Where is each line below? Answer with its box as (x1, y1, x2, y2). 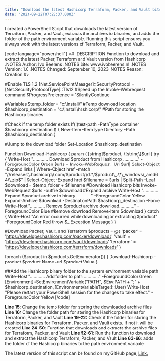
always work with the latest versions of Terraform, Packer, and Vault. (5, 41, 144, 47)
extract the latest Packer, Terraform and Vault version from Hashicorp (5, 56, 146, 62)
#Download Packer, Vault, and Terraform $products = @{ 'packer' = (5, 228, 142, 234)
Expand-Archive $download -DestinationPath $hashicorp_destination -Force (5, 197, 160, 203)
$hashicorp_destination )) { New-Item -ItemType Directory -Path (5, 126, 135, 132)
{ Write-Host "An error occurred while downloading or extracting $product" (5, 213, 158, 219)
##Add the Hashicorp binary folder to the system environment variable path (5, 268, 159, 274)
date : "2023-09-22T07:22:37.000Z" (5, 12, 76, 17)
